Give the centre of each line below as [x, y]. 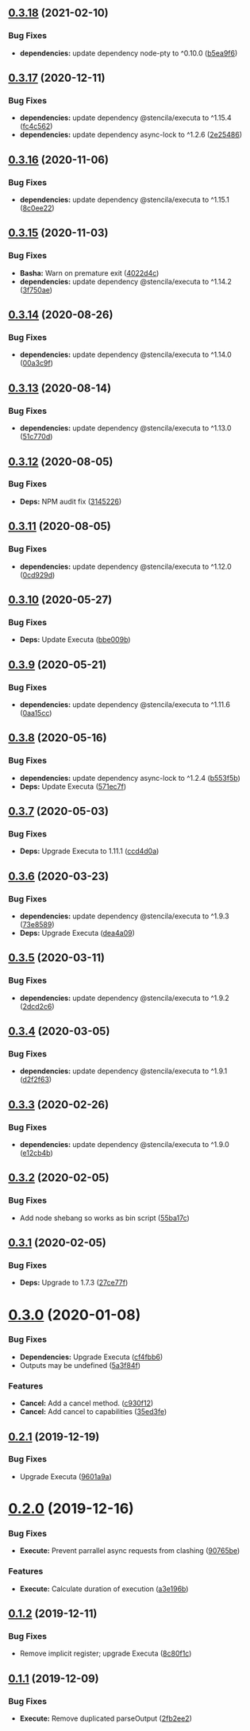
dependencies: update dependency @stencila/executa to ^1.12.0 [125, 566]
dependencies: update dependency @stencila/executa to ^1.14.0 [125, 355]
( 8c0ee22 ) [37, 208]
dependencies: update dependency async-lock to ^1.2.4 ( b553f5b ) [130, 778]
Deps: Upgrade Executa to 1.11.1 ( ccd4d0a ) [89, 851]
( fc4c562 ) [36, 126]
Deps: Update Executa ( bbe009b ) [75, 639]
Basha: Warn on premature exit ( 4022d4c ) [89, 272]
